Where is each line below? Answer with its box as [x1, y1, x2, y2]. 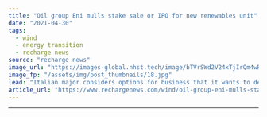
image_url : [8, 64, 44, 72]
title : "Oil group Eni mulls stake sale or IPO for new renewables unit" [8, 11, 258, 20]
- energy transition [15, 41, 83, 49]
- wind [15, 33, 37, 42]
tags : [8, 26, 26, 34]
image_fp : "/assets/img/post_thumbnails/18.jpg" [8, 71, 172, 79]
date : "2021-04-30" [8, 19, 73, 27]
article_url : [8, 85, 52, 94]
